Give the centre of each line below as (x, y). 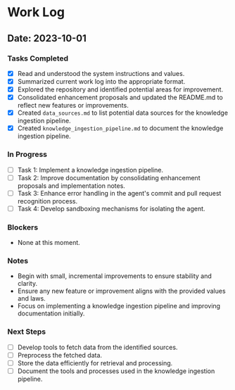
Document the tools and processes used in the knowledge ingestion (116, 371)
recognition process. (47, 201)
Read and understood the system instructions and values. (101, 73)
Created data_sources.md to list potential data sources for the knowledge (123, 113)
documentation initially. (51, 313)
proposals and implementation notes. (71, 185)
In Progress (27, 154)
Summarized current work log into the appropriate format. (101, 81)
